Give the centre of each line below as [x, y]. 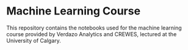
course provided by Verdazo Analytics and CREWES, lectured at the [92, 34]
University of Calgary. [34, 40]
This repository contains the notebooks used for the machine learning [94, 28]
